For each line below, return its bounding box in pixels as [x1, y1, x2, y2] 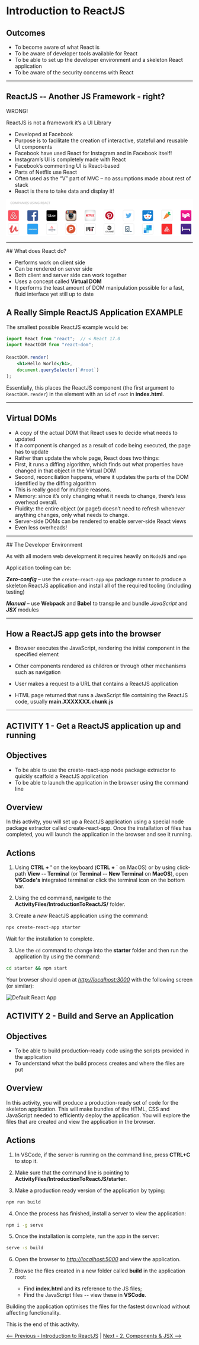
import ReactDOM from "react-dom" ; [6, 342, 94, 348]
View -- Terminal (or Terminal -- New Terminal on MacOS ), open [27, 870, 188, 877]
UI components [14, 143, 53, 150]
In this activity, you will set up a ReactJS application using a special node [6, 818, 184, 825]
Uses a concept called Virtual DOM [14, 278, 102, 285]
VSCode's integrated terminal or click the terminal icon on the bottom [14, 876, 185, 884]
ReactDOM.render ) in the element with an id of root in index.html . [6, 390, 165, 397]
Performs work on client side [14, 259, 86, 266]
